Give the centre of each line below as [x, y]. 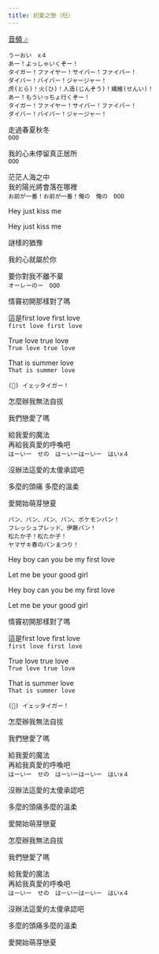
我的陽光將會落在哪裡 [43, 187]
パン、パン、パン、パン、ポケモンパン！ [64, 520]
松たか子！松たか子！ [37, 536]
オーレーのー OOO [34, 285]
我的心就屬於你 [32, 259]
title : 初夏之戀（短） [41, 15]
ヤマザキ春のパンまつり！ [44, 545]
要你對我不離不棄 [36, 276]
